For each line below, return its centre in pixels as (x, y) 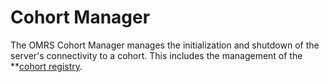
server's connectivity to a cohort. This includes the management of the (156, 55)
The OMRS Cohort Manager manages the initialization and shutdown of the (165, 45)
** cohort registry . (46, 66)
